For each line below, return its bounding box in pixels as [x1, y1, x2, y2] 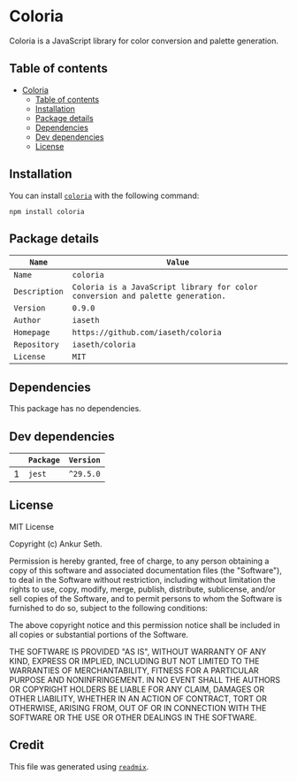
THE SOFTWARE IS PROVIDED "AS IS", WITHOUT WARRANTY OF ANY [9, 646, 267, 656]
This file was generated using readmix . [9, 761, 149, 771]
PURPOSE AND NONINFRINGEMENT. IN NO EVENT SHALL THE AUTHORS [9, 674, 281, 685]
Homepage [13, 327, 50, 338]
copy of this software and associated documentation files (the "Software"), [9, 564, 283, 576]
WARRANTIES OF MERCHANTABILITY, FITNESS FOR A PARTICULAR [9, 665, 259, 676]
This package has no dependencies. [9, 403, 141, 414]
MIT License [9, 521, 55, 532]
